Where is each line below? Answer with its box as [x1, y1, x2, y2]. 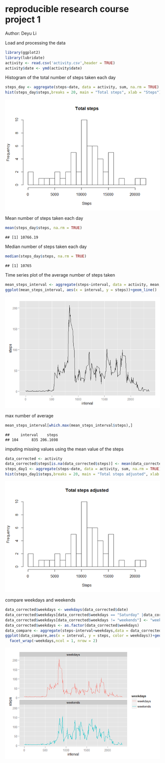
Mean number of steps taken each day [5, 215, 83, 221]
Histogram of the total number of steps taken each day [5, 75, 116, 80]
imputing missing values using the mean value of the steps [5, 446, 124, 452]
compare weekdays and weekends [5, 597, 76, 603]
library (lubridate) [5, 55, 45, 60]
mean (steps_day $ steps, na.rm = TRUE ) [5, 226, 82, 231]
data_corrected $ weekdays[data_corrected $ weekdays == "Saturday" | [5, 612, 144, 617]
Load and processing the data [5, 40, 66, 45]
